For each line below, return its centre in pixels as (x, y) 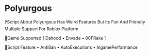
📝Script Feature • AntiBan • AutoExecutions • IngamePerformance (71, 47)
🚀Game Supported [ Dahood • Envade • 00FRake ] (55, 38)
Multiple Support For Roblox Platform (42, 29)
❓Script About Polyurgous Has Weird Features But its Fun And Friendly (75, 22)
